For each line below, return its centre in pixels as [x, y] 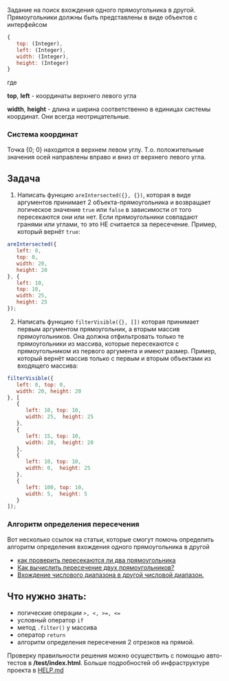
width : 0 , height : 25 [58, 468]
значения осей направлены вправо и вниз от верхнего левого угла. [107, 157]
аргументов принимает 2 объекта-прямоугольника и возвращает [114, 202]
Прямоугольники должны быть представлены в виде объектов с [102, 17]
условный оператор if [50, 620]
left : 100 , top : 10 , [55, 487]
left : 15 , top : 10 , [53, 436]
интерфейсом [27, 24]
